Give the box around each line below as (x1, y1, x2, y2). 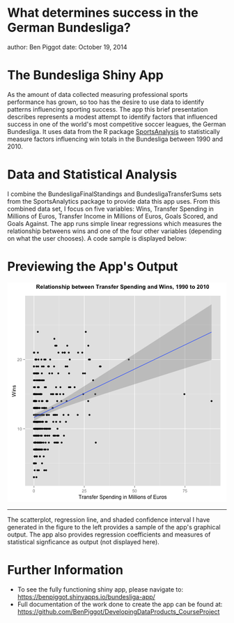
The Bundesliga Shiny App (7, 68, 164, 83)
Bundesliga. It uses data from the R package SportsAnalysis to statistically (7, 127, 221, 135)
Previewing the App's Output (7, 259, 178, 274)
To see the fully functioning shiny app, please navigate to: (17, 585, 183, 594)
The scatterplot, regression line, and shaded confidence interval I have (7, 515, 210, 524)
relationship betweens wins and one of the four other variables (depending (7, 227, 222, 235)
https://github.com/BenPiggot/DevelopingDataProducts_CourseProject (17, 607, 220, 615)
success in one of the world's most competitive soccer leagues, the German (7, 120, 226, 128)
